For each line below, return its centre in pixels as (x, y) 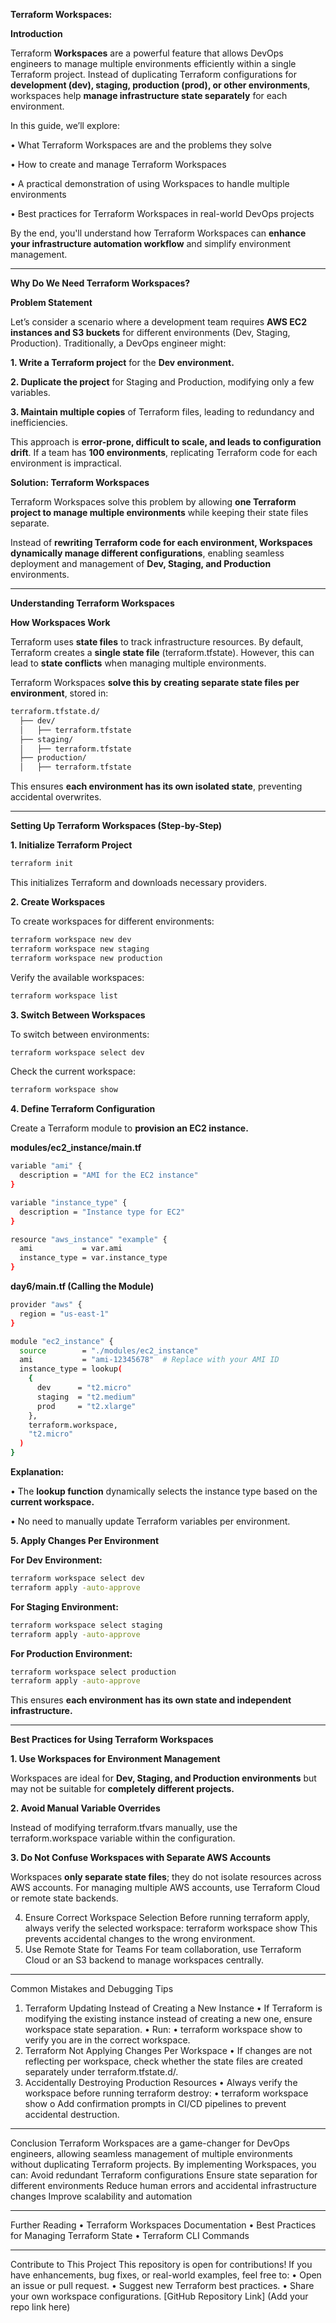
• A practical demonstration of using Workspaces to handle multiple (150, 183)
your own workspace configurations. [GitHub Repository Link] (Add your (159, 2296)
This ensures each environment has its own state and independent (151, 1700)
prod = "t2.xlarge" (86, 1406)
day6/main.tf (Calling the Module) (82, 1286)
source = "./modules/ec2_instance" (109, 1350)
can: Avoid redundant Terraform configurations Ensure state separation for (164, 2175)
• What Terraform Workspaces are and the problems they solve (141, 145)
